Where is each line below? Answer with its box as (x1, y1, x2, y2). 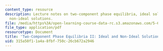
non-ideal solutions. (9, 16, 53, 21)
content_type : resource (5, 7, 53, 12)
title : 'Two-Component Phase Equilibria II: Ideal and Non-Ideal (5, 34, 140, 39)
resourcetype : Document (5, 30, 53, 34)
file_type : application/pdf (5, 25, 62, 30)
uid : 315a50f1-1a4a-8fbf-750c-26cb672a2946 (5, 39, 95, 44)
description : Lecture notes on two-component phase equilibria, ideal (5, 12, 151, 17)
